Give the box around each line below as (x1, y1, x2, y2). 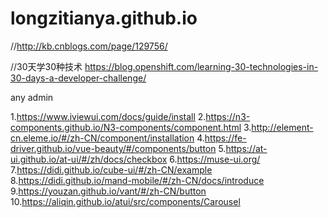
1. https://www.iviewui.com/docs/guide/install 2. (10, 110, 207, 122)
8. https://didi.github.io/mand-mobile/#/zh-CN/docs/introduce (10, 174, 265, 186)
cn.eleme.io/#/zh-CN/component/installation (10, 132, 195, 144)
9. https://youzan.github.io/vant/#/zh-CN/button (10, 185, 207, 197)
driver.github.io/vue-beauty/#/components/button (10, 142, 217, 154)
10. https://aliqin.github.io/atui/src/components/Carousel (10, 195, 241, 207)
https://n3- (205, 110, 251, 122)
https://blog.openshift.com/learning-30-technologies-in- (84, 60, 319, 72)
